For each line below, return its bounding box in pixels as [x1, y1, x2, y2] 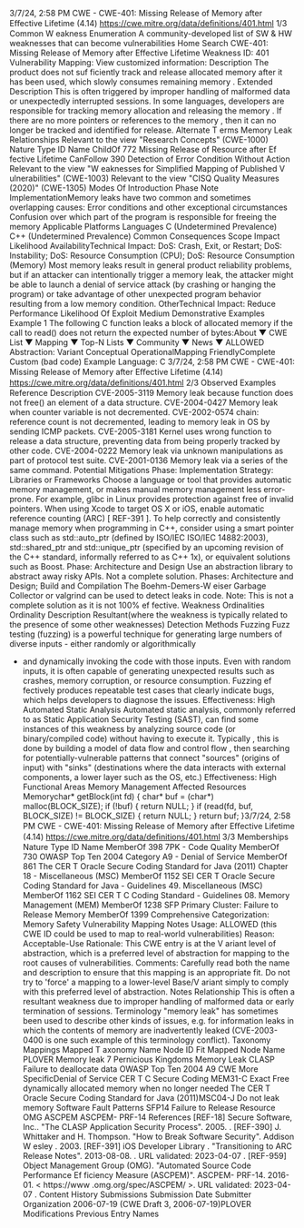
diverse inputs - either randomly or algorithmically [9, 639, 197, 649]
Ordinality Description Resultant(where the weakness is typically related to [9, 609, 289, 620]
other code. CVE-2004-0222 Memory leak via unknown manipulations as [9, 445, 284, 456]
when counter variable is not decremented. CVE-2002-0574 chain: [9, 407, 260, 417]
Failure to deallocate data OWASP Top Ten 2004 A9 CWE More [22, 1064, 259, 1074]
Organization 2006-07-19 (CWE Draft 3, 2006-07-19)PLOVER [22, 1199, 252, 1209]
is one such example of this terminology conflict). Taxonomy [44, 1035, 271, 1045]
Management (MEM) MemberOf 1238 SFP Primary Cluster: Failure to [22, 899, 279, 910]
